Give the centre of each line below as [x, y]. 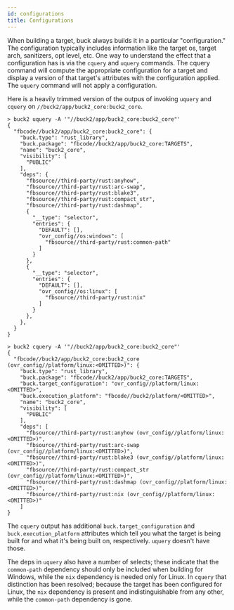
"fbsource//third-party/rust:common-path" [108, 242]
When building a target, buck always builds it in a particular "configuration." [117, 40]
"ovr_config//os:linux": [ [78, 291]
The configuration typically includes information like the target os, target [112, 48]
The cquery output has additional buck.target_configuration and [101, 526]
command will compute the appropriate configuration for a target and [108, 70]
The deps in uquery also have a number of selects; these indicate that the [113, 562]
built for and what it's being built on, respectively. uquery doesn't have [109, 540]
